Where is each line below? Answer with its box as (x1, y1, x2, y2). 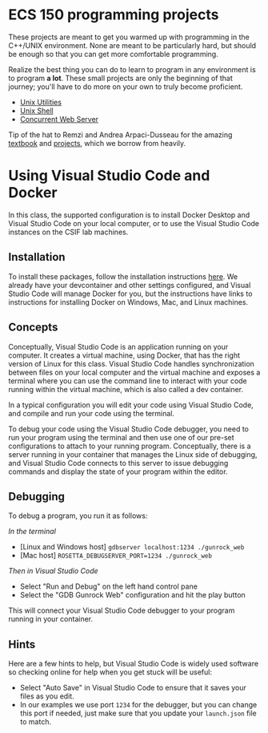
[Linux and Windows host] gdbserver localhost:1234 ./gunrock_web (19, 542, 245, 552)
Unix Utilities (19, 97, 62, 107)
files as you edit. (19, 691, 74, 701)
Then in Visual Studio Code (8, 566, 98, 576)
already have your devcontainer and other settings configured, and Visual (8, 280, 251, 290)
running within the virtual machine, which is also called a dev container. (8, 384, 244, 394)
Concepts (8, 321, 58, 334)
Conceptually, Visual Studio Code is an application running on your (8, 342, 229, 351)
